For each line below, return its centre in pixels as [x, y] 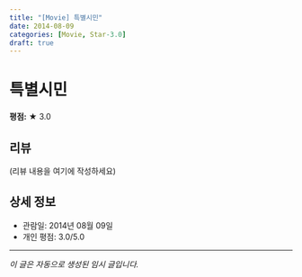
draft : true [31, 43]
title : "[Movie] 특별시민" [56, 18]
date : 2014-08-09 [42, 26]
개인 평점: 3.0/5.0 [53, 237]
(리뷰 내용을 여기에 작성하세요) [63, 171]
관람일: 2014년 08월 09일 [68, 225]
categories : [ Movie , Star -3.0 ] [68, 34]
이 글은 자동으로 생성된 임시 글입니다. [74, 264]
